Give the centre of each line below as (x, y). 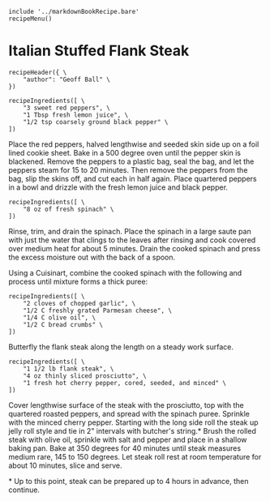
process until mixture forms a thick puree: (78, 281)
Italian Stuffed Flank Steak (99, 51)
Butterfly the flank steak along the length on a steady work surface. (121, 347)
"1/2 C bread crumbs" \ (63, 324)
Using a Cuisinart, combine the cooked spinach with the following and (125, 272)
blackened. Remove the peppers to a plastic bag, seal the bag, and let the (131, 161)
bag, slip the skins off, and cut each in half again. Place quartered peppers (133, 178)
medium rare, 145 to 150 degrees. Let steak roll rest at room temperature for (135, 456)
